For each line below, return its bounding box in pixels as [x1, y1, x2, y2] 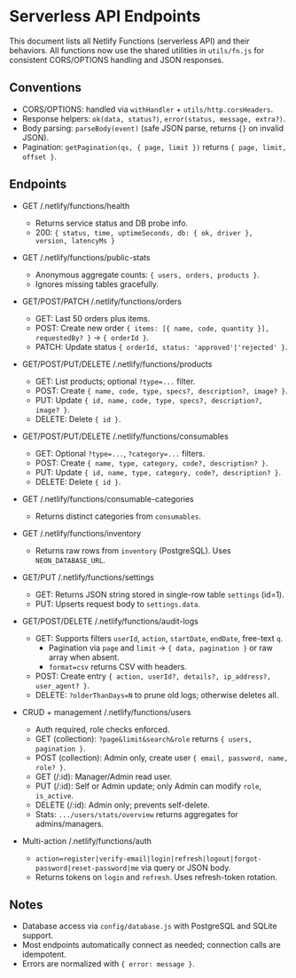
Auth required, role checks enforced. [35, 724, 170, 735]
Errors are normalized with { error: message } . [21, 958, 195, 969]
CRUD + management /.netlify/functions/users [21, 706, 191, 717]
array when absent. [48, 651, 120, 663]
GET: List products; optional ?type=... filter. [35, 376, 196, 386]
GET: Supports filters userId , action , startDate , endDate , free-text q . [35, 632, 284, 643]
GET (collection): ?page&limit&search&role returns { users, [35, 733, 253, 743]
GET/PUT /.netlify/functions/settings [21, 571, 155, 583]
